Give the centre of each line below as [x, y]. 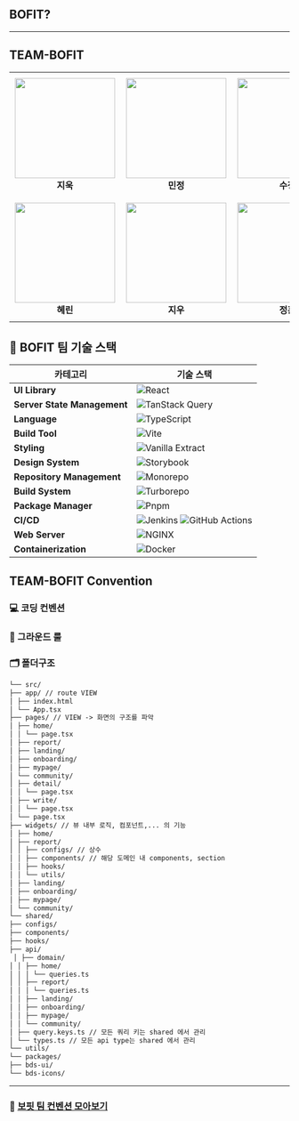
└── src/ [25, 684]
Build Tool [35, 433]
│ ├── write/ [33, 801]
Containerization [50, 549]
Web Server [39, 535]
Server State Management [71, 405]
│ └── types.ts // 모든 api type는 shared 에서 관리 [102, 1040]
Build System [42, 491]
